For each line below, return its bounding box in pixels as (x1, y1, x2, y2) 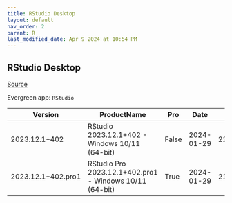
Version (32, 109, 59, 119)
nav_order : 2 (7, 23, 45, 30)
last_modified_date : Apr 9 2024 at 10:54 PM (7, 36, 137, 43)
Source (7, 80, 28, 88)
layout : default (7, 17, 54, 24)
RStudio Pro (87, 159, 126, 168)
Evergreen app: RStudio (7, 93, 75, 101)
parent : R (7, 29, 36, 37)
